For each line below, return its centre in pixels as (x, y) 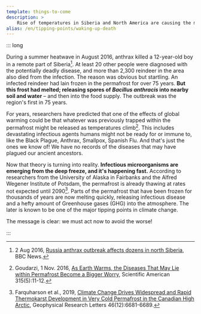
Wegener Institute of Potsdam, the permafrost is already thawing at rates (96, 183)
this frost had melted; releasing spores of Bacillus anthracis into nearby (98, 90)
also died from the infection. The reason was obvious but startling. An (92, 77)
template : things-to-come (38, 12)
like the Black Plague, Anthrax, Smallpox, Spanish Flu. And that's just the (95, 140)
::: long (15, 45)
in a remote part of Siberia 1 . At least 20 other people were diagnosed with (97, 64)
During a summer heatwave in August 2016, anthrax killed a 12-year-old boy (100, 57)
